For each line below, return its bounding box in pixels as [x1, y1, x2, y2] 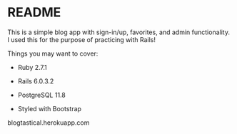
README [7, 4, 61, 21]
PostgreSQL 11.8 [17, 91, 66, 99]
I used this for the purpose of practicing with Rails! [7, 35, 156, 43]
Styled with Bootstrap [17, 104, 82, 113]
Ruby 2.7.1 [17, 63, 48, 71]
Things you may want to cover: [7, 49, 99, 58]
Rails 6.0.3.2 [17, 76, 54, 86]
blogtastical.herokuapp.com [7, 118, 90, 127]
